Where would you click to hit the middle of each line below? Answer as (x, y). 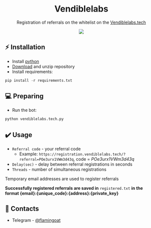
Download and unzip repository (43, 66)
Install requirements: (32, 72)
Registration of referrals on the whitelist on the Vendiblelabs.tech (81, 22)
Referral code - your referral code (46, 149)
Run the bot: (24, 110)
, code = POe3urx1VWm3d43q (104, 159)
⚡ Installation (25, 47)
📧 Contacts (22, 208)
